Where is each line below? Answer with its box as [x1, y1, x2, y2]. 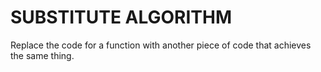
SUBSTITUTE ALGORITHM [10, 6, 233, 29]
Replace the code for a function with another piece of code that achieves [10, 39, 312, 51]
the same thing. [10, 49, 75, 61]
